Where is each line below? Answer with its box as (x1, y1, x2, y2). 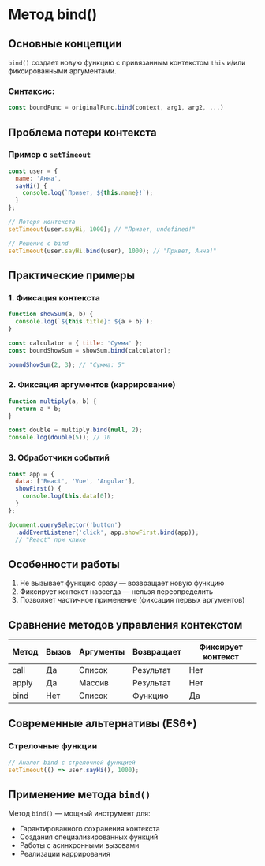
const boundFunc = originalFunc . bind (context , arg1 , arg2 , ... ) (8, 104, 224, 112)
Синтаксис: (8, 85, 55, 96)
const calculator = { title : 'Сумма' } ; (8, 339, 144, 347)
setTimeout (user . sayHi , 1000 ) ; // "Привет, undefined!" (8, 225, 196, 233)
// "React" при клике (15, 536, 87, 543)
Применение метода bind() (8, 787, 151, 801)
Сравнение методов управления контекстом (8, 618, 243, 632)
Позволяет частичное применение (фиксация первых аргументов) (19, 595, 245, 605)
